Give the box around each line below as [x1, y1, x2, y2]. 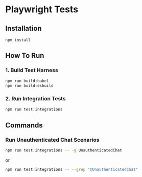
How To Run [5, 51, 44, 60]
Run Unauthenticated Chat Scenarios [5, 136, 100, 143]
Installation [5, 24, 42, 33]
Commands [5, 121, 43, 129]
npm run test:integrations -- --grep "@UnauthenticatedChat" [5, 167, 138, 172]
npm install [5, 37, 31, 42]
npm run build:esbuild [5, 83, 54, 88]
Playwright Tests [5, 4, 78, 15]
